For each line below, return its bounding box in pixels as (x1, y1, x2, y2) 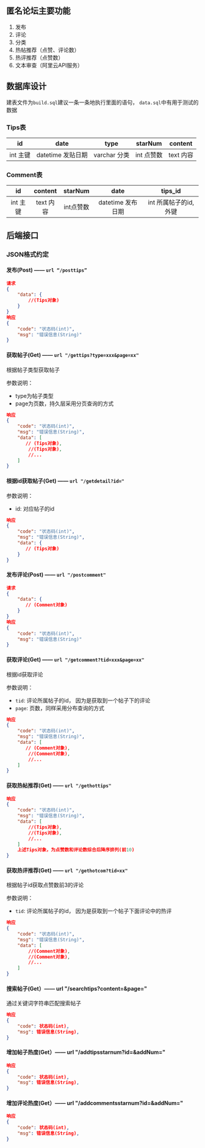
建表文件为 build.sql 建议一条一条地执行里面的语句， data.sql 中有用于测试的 (6, 99, 199, 106)
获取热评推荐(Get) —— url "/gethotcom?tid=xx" (6, 866, 128, 874)
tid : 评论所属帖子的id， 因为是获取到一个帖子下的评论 (15, 697, 151, 704)
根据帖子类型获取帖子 (6, 366, 60, 373)
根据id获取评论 (6, 670, 43, 678)
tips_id (160, 187, 181, 195)
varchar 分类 (93, 151, 130, 159)
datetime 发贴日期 (36, 151, 88, 159)
